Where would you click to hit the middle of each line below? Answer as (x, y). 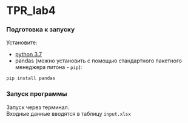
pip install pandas (31, 78)
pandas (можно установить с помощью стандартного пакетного (98, 61)
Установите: (22, 42)
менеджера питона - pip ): (49, 67)
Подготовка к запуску (41, 30)
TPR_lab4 (31, 11)
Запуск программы (37, 94)
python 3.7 (29, 55)
